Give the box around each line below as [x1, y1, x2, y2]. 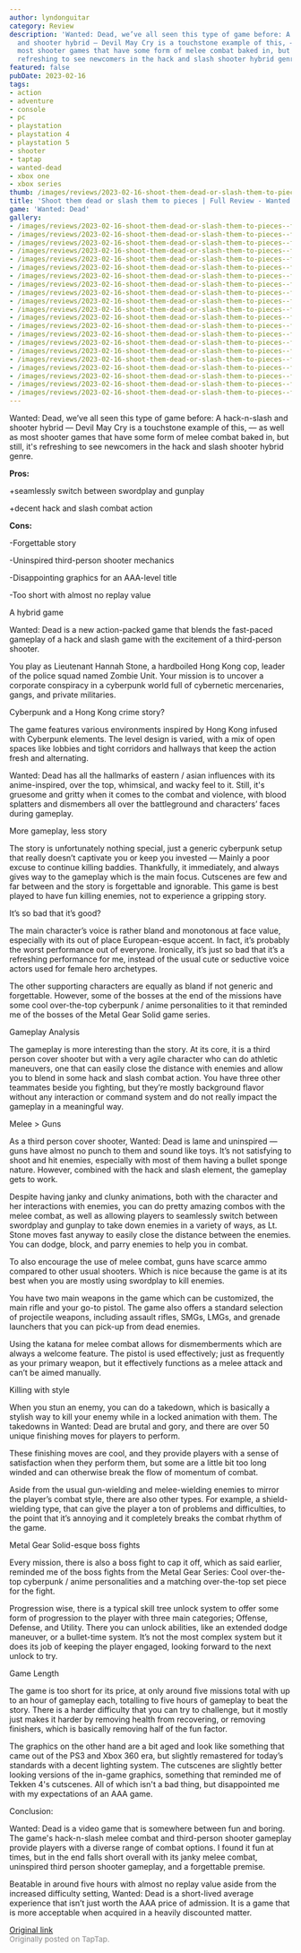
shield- [262, 1494, 288, 1504]
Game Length [9, 1668, 60, 1679]
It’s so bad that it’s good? [9, 908, 101, 919]
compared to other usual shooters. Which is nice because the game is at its [9, 1266, 288, 1276]
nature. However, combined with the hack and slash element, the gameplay [9, 1164, 288, 1175]
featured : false [9, 64, 70, 73]
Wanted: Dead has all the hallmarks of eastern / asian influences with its [9, 770, 276, 781]
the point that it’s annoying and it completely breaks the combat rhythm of [9, 1513, 282, 1524]
